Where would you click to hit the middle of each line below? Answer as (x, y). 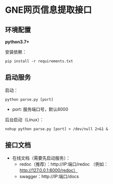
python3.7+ (17, 42)
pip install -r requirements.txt (39, 61)
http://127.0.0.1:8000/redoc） (49, 170)
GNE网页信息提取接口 (48, 10)
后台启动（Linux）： (24, 119)
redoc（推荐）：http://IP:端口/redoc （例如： (64, 164)
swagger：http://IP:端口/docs (49, 176)
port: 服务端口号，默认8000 (40, 109)
